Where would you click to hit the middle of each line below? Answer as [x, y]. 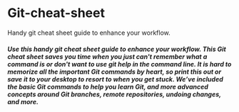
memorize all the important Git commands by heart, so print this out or [115, 72]
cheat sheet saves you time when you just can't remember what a [107, 56]
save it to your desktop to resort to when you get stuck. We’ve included [115, 79]
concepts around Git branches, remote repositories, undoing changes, [114, 94]
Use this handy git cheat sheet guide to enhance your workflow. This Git [117, 49]
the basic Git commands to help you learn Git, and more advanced [108, 86]
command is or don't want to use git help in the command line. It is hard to [119, 64]
